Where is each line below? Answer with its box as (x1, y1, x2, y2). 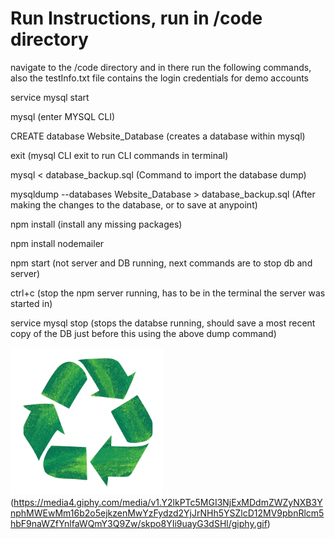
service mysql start (10, 91, 90, 103)
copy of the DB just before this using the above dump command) (10, 327, 277, 339)
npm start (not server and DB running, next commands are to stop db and (10, 257, 313, 269)
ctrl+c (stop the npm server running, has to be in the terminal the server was (10, 287, 326, 299)
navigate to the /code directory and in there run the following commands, (10, 61, 312, 73)
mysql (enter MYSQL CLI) (10, 110, 116, 122)
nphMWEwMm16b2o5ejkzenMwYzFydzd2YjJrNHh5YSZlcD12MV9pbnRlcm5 (10, 507, 325, 519)
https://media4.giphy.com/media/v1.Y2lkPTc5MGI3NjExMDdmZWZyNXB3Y (13, 496, 323, 508)
